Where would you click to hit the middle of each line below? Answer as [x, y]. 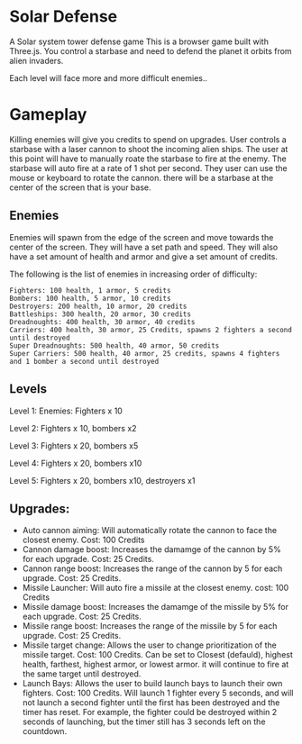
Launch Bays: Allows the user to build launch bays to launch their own [152, 684]
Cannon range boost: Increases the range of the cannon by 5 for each [152, 568]
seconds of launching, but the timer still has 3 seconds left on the [144, 721]
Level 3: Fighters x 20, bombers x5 [74, 445]
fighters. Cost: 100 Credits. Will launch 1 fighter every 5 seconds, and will [158, 693]
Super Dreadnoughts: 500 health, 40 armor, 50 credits [114, 345]
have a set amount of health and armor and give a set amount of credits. [143, 256]
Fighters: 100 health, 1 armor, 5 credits [90, 290]
